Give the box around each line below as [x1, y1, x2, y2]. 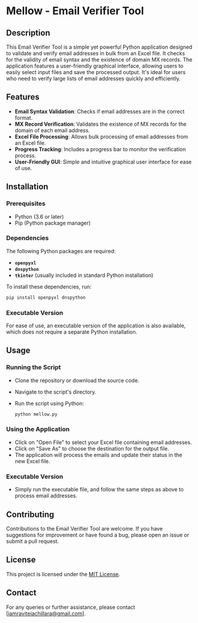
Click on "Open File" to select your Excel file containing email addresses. [14, 439, 192, 446]
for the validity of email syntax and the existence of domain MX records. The [6, 56, 193, 63]
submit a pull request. [6, 538, 59, 545]
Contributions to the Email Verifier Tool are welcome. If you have [6, 525, 163, 532]
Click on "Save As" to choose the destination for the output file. [14, 445, 170, 452]
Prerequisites [6, 200, 46, 208]
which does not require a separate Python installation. [6, 328, 138, 336]
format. [14, 114, 33, 121]
